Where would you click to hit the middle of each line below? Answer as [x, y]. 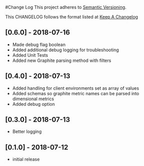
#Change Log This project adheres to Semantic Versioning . [66, 7]
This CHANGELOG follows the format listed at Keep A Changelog [72, 17]
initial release [26, 160]
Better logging [27, 132]
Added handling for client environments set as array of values [76, 88]
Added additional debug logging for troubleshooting [66, 50]
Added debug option [33, 104]
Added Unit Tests [30, 55]
